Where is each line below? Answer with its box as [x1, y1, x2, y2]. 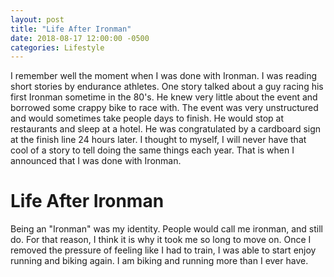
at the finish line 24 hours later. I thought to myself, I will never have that [10, 134, 307, 146]
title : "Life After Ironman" [10, 24, 132, 34]
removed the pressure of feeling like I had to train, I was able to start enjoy [10, 244, 317, 256]
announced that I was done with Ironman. [10, 155, 182, 167]
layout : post [10, 14, 65, 25]
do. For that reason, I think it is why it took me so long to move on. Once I [10, 234, 312, 246]
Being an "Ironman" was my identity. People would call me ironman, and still [10, 223, 323, 235]
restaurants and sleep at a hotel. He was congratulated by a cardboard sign [10, 123, 322, 135]
